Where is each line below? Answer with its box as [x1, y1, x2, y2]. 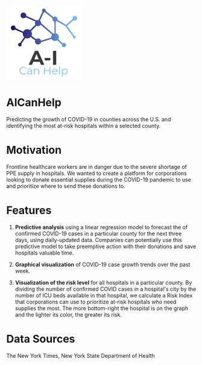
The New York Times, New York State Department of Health [6, 352, 155, 359]
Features [6, 204, 52, 217]
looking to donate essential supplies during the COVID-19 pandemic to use [6, 176, 191, 183]
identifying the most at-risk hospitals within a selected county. [6, 122, 161, 129]
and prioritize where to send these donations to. [6, 182, 125, 189]
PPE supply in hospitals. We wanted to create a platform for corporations [6, 170, 187, 177]
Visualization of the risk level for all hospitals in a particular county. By [14, 279, 192, 286]
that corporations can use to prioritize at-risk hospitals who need [14, 298, 177, 305]
